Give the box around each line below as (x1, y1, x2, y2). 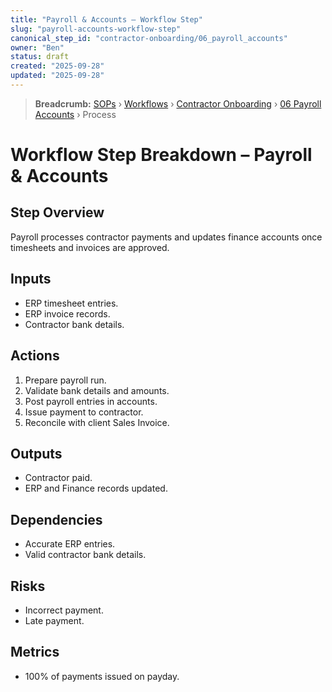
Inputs (10, 271, 52, 288)
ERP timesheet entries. (24, 297, 119, 309)
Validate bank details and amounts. (24, 384, 170, 396)
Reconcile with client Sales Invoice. (24, 416, 170, 428)
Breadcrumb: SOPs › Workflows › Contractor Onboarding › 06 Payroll (34, 97, 322, 110)
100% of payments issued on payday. (24, 670, 180, 682)
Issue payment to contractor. (24, 406, 144, 418)
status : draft (10, 52, 70, 62)
